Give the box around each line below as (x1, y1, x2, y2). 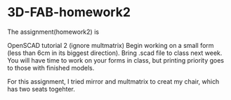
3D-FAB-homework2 (7, 4, 131, 20)
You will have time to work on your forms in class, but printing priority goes (7, 56, 225, 64)
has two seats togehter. (7, 85, 76, 93)
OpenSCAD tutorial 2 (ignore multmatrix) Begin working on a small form (7, 41, 214, 49)
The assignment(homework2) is (7, 27, 100, 36)
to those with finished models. (7, 63, 95, 72)
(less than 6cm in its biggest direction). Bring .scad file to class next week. (7, 49, 223, 57)
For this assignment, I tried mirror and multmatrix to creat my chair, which (7, 77, 220, 85)
